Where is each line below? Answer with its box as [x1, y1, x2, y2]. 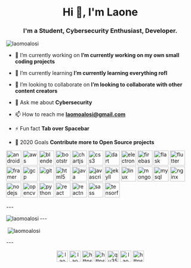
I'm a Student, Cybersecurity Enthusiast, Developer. [23, 27, 178, 35]
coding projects [14, 58, 56, 65]
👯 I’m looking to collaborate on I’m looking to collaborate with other [14, 81, 183, 88]
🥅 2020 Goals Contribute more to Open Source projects [14, 139, 155, 146]
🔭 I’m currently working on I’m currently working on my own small [14, 52, 180, 59]
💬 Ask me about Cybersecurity [14, 99, 93, 106]
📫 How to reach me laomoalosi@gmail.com [14, 111, 126, 118]
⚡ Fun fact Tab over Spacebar [14, 125, 90, 132]
